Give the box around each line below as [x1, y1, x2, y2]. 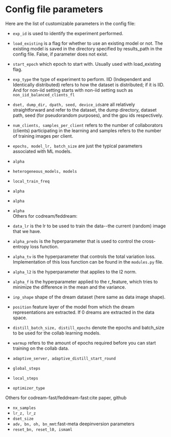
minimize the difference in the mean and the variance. [12, 284, 127, 290]
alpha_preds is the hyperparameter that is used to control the [12, 238, 141, 244]
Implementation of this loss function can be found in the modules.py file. [12, 259, 163, 265]
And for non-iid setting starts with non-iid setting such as [12, 87, 133, 93]
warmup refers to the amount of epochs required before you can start [12, 340, 156, 346]
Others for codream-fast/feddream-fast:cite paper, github [5, 394, 127, 401]
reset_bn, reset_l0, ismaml [12, 427, 72, 432]
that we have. [12, 228, 42, 234]
